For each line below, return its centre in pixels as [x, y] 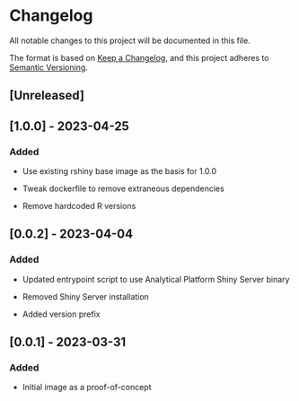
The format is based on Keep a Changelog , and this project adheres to [139, 57]
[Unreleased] [47, 96]
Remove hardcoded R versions [79, 206]
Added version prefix [61, 314]
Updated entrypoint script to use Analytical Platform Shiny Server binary [156, 279]
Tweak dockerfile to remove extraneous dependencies [123, 188]
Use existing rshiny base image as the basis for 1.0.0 [119, 171]
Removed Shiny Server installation [86, 296]
